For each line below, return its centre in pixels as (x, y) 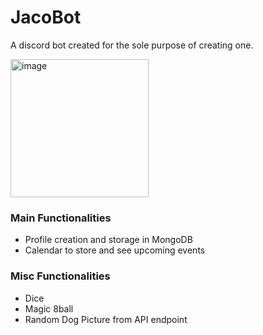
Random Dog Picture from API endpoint (106, 319)
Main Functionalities (61, 218)
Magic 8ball (49, 308)
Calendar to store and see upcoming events (115, 250)
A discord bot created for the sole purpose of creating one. (132, 45)
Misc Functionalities (60, 276)
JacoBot (46, 17)
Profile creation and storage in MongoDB (108, 240)
